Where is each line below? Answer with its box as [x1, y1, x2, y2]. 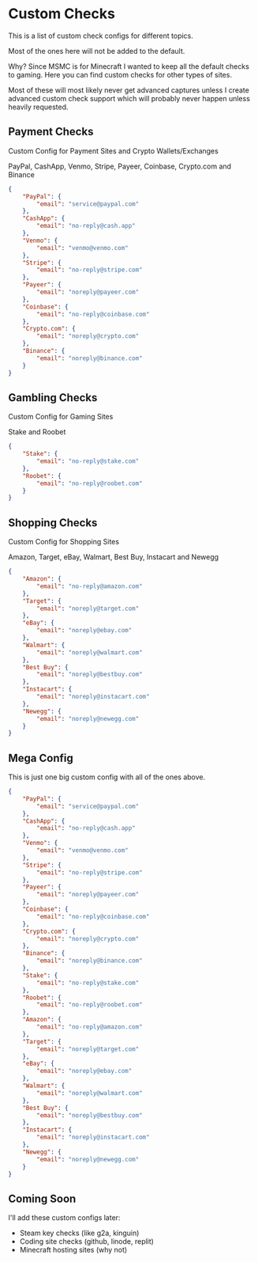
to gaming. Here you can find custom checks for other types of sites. [8, 70, 233, 79]
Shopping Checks [8, 516, 98, 529]
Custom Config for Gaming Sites [8, 412, 114, 422]
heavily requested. [8, 102, 69, 112]
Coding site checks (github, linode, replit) [19, 1237, 154, 1246]
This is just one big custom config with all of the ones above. [8, 772, 206, 782]
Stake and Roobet [8, 427, 66, 437]
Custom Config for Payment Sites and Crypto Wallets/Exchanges [8, 146, 219, 155]
